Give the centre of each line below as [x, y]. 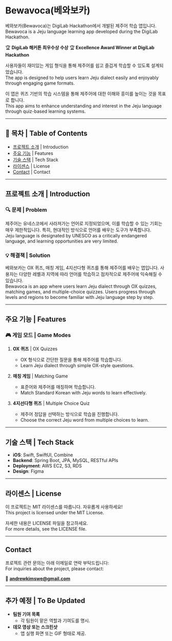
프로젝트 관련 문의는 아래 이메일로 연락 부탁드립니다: [57, 563]
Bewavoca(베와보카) [48, 11]
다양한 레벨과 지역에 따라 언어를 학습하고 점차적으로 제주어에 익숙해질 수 [91, 274]
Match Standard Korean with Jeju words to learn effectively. [83, 393]
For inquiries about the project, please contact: [55, 568]
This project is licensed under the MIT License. [55, 513]
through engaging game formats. [40, 83]
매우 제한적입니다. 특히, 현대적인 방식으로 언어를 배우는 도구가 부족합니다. [78, 230]
